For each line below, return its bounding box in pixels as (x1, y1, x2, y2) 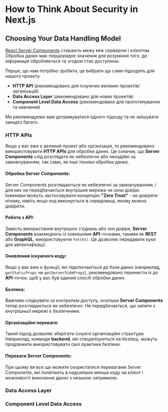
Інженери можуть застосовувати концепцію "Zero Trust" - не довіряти (5, 192, 158, 198)
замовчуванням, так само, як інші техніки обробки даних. (5, 159, 129, 165)
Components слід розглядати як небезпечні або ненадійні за (5, 154, 136, 160)
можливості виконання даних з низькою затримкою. (5, 374, 118, 380)
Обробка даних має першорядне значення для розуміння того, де (5, 53, 147, 59)
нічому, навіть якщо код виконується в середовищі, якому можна (5, 197, 146, 203)
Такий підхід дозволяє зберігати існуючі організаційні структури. (5, 331, 145, 337)
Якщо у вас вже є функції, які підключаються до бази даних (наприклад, (5, 264, 161, 270)
